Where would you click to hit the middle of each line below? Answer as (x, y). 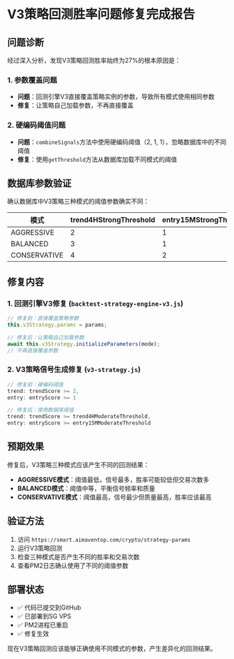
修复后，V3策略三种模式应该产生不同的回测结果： (78, 464)
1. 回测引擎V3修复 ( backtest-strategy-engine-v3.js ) (95, 303)
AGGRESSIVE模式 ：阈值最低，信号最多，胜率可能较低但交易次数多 (113, 480)
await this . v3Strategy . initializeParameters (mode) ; (84, 344)
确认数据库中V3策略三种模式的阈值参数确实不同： (78, 201)
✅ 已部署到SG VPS (44, 616)
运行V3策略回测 (40, 548)
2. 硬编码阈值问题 (37, 125)
